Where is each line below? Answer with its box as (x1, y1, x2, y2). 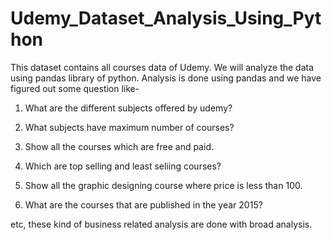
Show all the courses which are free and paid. (24, 140, 214, 152)
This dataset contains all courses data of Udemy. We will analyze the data (10, 61, 315, 73)
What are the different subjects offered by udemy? (24, 102, 233, 114)
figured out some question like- (10, 82, 140, 94)
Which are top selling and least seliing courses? (24, 160, 222, 172)
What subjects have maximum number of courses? (24, 121, 235, 133)
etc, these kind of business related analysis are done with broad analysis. (10, 218, 313, 230)
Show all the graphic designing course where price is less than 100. (24, 179, 303, 191)
